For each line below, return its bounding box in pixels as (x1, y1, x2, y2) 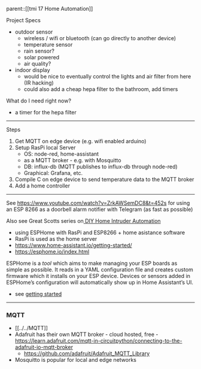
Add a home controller (14, 182, 71, 189)
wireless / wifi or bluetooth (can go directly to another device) (23, 35, 176, 41)
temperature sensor (23, 41, 73, 48)
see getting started (14, 291, 62, 297)
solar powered (23, 54, 60, 61)
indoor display (14, 66, 50, 74)
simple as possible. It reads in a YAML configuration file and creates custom (6, 266, 193, 273)
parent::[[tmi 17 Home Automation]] (6, 5, 93, 12)
